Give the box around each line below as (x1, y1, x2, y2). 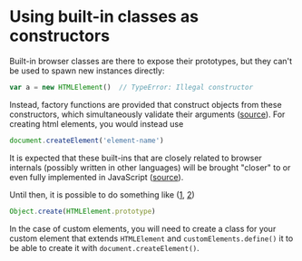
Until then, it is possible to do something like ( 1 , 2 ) (9, 188, 195, 200)
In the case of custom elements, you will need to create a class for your (9, 223, 277, 234)
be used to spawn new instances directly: (9, 65, 165, 76)
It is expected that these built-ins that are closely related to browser (9, 152, 263, 163)
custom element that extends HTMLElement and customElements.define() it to (9, 233, 294, 244)
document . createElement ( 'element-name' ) (9, 136, 165, 145)
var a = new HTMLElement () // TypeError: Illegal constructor (9, 82, 254, 92)
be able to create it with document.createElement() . (9, 242, 200, 253)
